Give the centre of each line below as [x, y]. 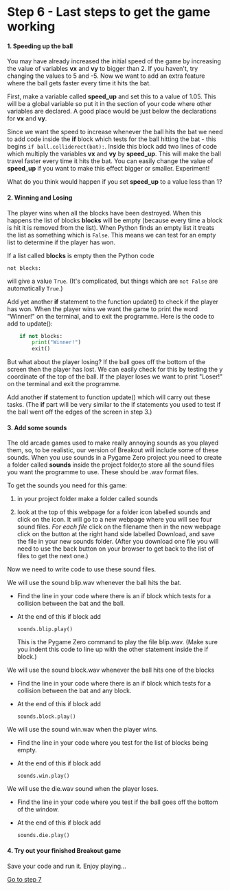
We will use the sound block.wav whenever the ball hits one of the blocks [111, 670]
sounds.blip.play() [45, 629]
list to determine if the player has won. [61, 242]
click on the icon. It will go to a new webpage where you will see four [115, 520]
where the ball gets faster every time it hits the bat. [79, 83]
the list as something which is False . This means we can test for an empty [112, 235]
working [31, 27]
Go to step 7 [24, 879]
